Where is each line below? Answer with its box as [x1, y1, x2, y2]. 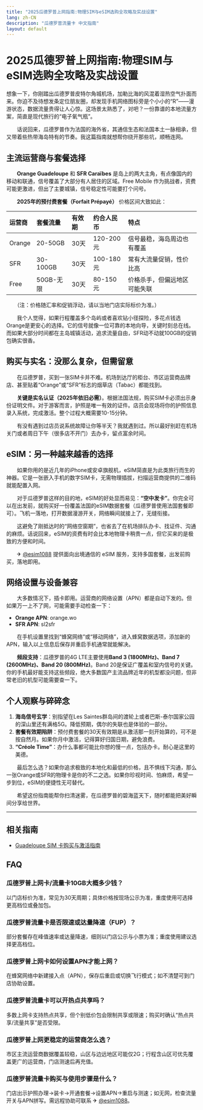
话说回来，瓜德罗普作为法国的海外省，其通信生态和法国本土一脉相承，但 [16, 125, 197, 133]
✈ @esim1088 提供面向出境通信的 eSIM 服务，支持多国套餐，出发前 [16, 550, 185, 557]
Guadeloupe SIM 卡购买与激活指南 [14, 842, 101, 849]
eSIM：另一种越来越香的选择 [6, 449, 114, 459]
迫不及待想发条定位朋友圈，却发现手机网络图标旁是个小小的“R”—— [22, 98, 189, 105]
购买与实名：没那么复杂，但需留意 [6, 356, 134, 367]
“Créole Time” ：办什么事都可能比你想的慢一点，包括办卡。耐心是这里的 [14, 743, 195, 751]
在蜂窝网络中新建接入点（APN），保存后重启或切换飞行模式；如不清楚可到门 [6, 972, 195, 979]
